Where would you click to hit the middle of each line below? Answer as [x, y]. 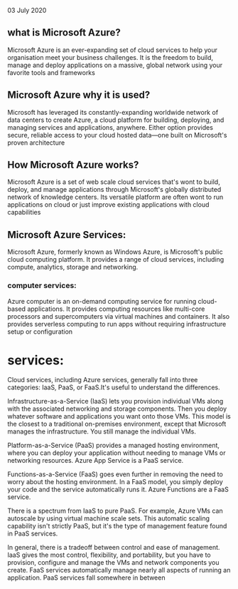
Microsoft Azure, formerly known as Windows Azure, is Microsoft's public [115, 252]
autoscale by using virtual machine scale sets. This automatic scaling [109, 518]
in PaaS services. [33, 533]
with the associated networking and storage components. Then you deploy [117, 409]
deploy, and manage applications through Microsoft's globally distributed [114, 190]
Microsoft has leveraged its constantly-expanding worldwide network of [113, 112]
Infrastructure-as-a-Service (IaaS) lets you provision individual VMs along [115, 401]
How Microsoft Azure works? [73, 165]
